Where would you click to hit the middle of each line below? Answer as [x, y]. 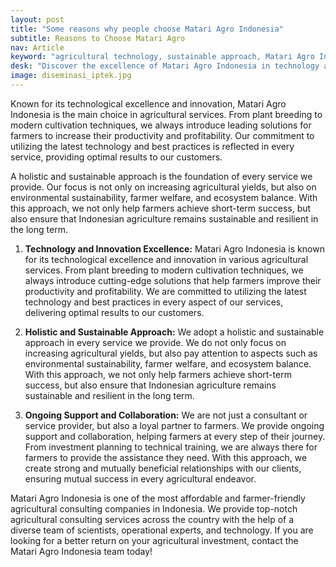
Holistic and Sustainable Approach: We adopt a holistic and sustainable [174, 332]
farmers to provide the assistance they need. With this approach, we [166, 457]
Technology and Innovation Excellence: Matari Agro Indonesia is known [174, 248]
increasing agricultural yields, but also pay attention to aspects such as [171, 353]
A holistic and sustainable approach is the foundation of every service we [161, 176]
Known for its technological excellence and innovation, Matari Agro [148, 103]
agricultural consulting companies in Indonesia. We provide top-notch [154, 508]
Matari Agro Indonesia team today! [81, 551]
